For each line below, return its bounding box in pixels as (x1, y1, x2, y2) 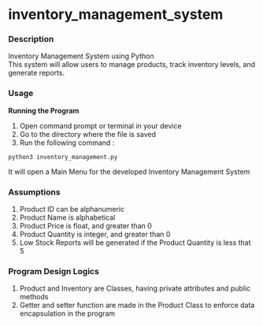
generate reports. (8, 69, 65, 78)
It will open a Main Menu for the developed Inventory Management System (8, 167, 250, 176)
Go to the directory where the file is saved (19, 129, 156, 139)
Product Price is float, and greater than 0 (19, 221, 152, 231)
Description (8, 34, 54, 45)
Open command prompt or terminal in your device (19, 120, 183, 131)
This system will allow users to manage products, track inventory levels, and (8, 60, 256, 69)
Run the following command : (19, 138, 115, 147)
